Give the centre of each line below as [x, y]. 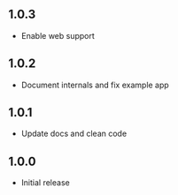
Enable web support [58, 35]
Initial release [45, 183]
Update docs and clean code [74, 134]
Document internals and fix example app [95, 85]
